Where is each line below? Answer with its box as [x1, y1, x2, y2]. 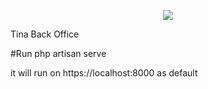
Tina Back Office [10, 28, 80, 40]
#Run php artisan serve [10, 48, 107, 59]
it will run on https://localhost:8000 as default [10, 67, 198, 79]
